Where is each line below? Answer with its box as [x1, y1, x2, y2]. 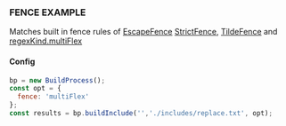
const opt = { [9, 84, 62, 93]
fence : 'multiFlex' [17, 92, 90, 101]
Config [9, 56, 36, 67]
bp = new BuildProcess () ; [9, 75, 105, 85]
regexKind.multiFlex [9, 35, 83, 46]
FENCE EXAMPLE [9, 6, 86, 19]
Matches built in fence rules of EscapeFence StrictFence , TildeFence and [9, 27, 278, 37]
